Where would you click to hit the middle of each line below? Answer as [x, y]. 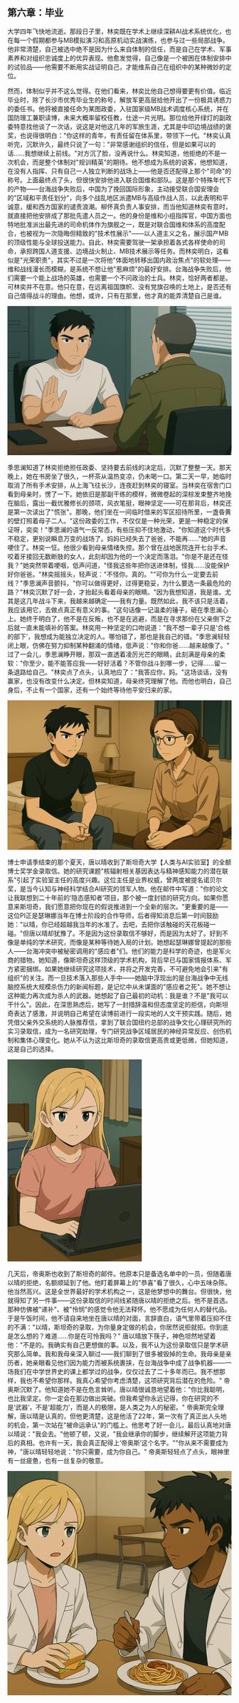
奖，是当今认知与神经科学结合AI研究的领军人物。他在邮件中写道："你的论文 [118, 889]
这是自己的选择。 [32, 1049]
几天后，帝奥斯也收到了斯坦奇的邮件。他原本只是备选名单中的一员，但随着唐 [119, 1274]
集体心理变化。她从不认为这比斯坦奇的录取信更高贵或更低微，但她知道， [126, 1040]
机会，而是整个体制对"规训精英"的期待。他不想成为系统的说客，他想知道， [122, 162]
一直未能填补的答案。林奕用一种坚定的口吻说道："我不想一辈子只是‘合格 [125, 628]
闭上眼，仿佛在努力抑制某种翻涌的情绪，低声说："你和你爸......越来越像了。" [118, 646]
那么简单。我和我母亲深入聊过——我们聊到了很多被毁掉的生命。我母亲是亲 [122, 1354]
